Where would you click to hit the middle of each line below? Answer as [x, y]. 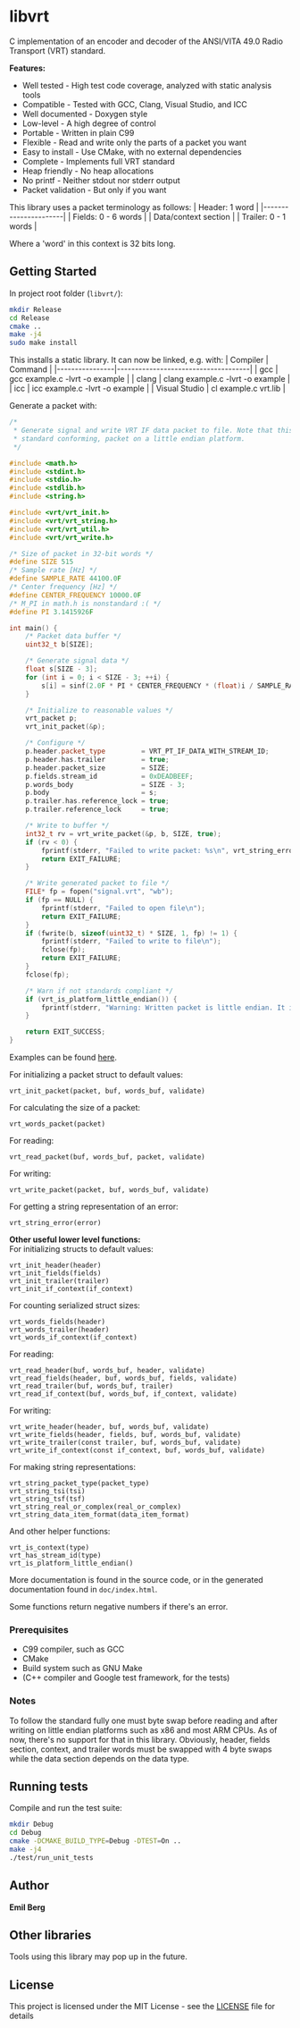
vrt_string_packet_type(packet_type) [79, 1483]
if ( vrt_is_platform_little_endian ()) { [101, 999]
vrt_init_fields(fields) [55, 1273]
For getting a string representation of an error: [94, 1206]
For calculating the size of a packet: [75, 1107]
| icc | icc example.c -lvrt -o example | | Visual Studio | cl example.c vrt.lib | [147, 389]
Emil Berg [27, 1907]
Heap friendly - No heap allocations [88, 171]
